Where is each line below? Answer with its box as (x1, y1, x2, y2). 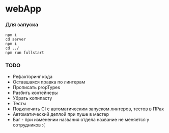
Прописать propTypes (12, 84, 60, 90)
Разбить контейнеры (12, 90, 58, 96)
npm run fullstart (5, 50, 44, 56)
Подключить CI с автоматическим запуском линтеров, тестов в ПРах (12, 106, 164, 112)
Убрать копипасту (12, 95, 52, 101)
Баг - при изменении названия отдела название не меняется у (12, 116, 150, 122)
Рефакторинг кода (12, 73, 52, 79)
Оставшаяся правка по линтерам (12, 79, 86, 85)
